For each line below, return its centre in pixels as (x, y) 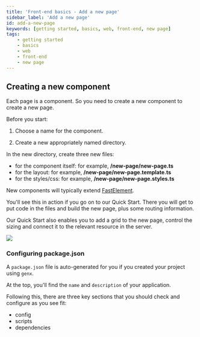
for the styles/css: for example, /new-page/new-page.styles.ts (95, 179)
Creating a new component (58, 87)
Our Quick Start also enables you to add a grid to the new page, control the (99, 220)
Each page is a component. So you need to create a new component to (94, 101)
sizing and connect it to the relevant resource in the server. (79, 227)
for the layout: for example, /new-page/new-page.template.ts (93, 172)
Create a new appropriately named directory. (70, 143)
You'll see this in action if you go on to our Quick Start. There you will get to (100, 202)
